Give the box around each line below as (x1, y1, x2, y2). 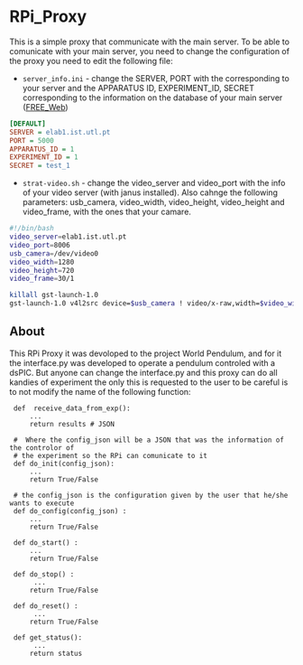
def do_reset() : (13, 601, 78, 611)
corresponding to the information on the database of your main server (22, 92, 283, 103)
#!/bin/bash (9, 224, 54, 233)
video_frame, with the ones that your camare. (22, 206, 192, 218)
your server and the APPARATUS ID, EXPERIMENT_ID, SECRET (22, 82, 255, 93)
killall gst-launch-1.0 (9, 291, 99, 300)
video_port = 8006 (9, 240, 70, 249)
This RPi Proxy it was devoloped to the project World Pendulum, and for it (9, 348, 282, 359)
